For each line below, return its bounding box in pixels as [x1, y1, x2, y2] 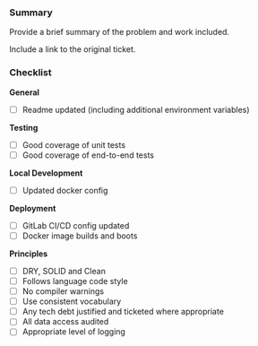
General [9, 87, 40, 98]
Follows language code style [21, 276, 128, 287]
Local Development [9, 168, 83, 178]
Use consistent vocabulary [21, 296, 122, 307]
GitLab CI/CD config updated [21, 220, 130, 230]
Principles [9, 248, 48, 259]
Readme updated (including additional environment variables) [21, 104, 250, 115]
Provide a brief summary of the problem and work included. [9, 27, 230, 38]
